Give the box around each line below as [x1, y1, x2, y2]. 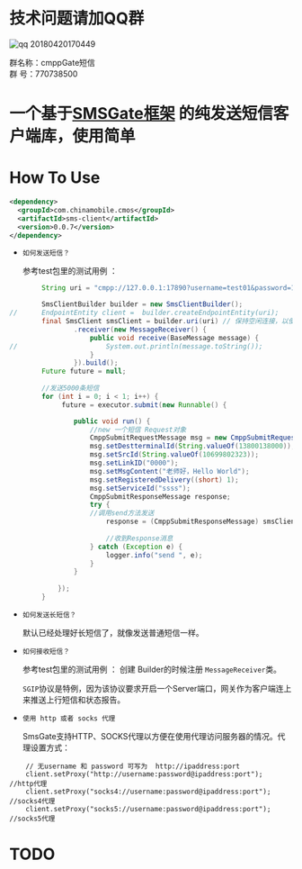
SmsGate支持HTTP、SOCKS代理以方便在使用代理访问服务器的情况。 [22, 730, 278, 741]
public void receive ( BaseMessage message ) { [89, 333, 259, 342]
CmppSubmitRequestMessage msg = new [89, 433, 227, 442]
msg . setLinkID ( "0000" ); [89, 458, 179, 468]
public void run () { [73, 416, 151, 426]
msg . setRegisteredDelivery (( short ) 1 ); [89, 475, 240, 484]
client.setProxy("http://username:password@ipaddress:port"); [25, 769, 263, 779]
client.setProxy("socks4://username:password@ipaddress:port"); [25, 787, 271, 796]
